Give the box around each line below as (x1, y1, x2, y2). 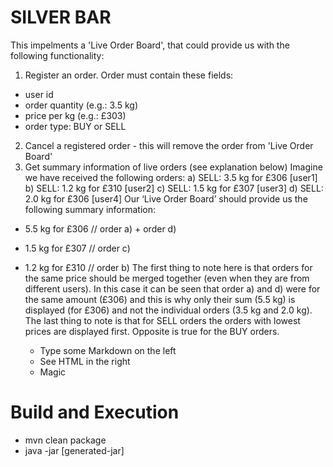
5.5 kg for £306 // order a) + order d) (24, 222, 177, 235)
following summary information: (24, 203, 156, 215)
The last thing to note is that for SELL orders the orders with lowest (24, 314, 301, 326)
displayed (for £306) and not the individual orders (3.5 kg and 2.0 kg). (24, 304, 313, 316)
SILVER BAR (10, 6, 112, 29)
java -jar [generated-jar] (24, 444, 125, 456)
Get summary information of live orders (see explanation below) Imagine (24, 161, 323, 173)
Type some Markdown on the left (39, 344, 177, 356)
